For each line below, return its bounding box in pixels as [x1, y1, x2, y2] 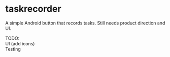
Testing [5, 46, 21, 52]
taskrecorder [5, 3, 62, 15]
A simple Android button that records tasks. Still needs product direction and [5, 20, 165, 26]
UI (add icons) [5, 40, 35, 46]
